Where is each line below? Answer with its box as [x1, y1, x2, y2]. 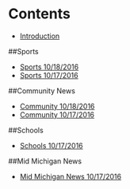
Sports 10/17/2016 [19, 70, 78, 80]
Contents [8, 5, 71, 23]
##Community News [8, 85, 75, 96]
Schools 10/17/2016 [19, 140, 83, 150]
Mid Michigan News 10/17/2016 [19, 171, 121, 181]
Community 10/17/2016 [19, 109, 95, 120]
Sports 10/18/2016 [19, 61, 79, 72]
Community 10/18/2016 [19, 101, 95, 111]
